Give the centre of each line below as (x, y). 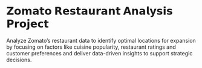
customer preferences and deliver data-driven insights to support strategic (99, 53)
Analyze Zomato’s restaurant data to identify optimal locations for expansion (101, 40)
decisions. (19, 60)
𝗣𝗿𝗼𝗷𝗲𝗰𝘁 (28, 24)
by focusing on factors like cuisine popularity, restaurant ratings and (91, 47)
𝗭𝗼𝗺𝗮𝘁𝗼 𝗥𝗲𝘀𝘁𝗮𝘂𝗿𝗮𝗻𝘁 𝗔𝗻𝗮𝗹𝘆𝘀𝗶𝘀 (90, 11)
